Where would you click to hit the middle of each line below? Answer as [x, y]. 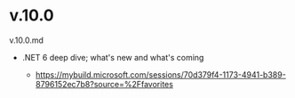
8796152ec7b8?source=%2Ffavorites [104, 84]
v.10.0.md [27, 40]
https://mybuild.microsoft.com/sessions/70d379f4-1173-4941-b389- [160, 74]
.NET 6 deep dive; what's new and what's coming [113, 57]
